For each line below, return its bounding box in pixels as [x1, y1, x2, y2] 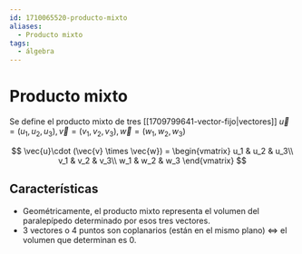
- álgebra [17, 47, 54, 56]
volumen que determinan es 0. [22, 234, 137, 245]
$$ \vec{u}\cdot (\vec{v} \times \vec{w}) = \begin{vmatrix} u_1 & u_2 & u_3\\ [11, 145, 294, 156]
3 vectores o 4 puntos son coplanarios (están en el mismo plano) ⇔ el [22, 224, 287, 236]
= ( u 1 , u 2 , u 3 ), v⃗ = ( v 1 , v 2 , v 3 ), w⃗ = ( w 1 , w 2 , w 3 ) [9, 126, 186, 139]
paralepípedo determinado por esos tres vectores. [22, 215, 210, 226]
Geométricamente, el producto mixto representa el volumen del [22, 205, 260, 216]
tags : [9, 38, 30, 48]
